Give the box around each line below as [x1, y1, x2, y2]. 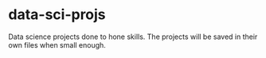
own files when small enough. [8, 40, 106, 49]
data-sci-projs [8, 6, 106, 24]
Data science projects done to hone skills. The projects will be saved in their [8, 32, 258, 41]
